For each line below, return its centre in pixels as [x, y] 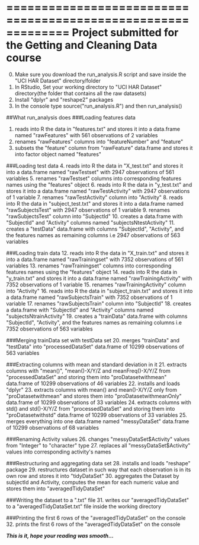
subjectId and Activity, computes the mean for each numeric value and [92, 482]
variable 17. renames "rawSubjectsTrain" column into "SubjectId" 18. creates [99, 303]
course [24, 58]
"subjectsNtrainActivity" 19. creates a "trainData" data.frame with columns [97, 316]
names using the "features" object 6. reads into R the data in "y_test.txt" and [99, 184]
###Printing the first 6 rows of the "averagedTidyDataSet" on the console [96, 518]
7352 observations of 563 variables [49, 329]
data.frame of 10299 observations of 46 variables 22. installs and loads [93, 383]
